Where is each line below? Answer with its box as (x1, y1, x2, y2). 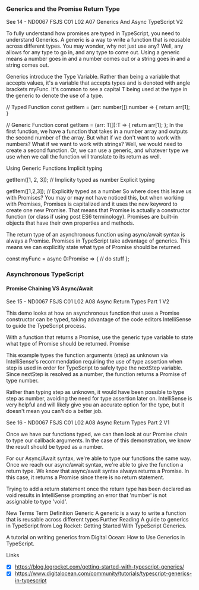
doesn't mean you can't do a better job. (6, 408, 103, 415)
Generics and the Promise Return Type (6, 5, 120, 13)
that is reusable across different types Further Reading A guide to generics (6, 516, 189, 523)
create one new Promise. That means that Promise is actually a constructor (6, 207, 190, 214)
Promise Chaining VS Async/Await (6, 285, 93, 292)
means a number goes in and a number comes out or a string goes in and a (6, 55, 190, 63)
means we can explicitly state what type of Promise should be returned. (6, 244, 182, 251)
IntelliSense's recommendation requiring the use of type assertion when (6, 358, 183, 365)
